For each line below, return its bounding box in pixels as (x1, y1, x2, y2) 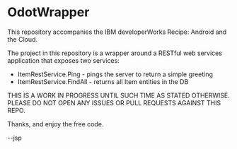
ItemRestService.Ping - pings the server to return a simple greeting (17, 70, 214, 78)
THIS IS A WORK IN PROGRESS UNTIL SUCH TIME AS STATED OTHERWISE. (7, 91, 230, 100)
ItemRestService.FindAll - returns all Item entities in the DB (17, 77, 189, 85)
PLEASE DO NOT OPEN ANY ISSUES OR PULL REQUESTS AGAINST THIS (7, 98, 221, 107)
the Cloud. (7, 35, 37, 43)
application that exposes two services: (7, 56, 120, 64)
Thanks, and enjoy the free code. (7, 119, 104, 128)
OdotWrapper (7, 4, 90, 20)
